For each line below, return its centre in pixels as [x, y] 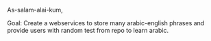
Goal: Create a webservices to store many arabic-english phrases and [106, 23]
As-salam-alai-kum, [35, 10]
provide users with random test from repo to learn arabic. [88, 30]
